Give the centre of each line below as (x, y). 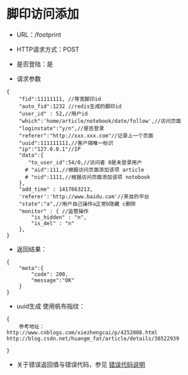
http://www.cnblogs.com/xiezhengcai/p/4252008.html (82, 332)
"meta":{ (31, 268)
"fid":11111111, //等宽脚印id (60, 99)
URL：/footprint (39, 35)
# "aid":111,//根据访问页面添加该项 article (84, 170)
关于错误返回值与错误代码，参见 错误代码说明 (81, 364)
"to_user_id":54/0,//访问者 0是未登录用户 (85, 162)
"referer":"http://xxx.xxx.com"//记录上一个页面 (86, 135)
